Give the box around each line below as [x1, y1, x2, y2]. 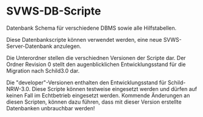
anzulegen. [53, 42, 82, 50]
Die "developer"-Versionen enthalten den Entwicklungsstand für [6, 79, 167, 86]
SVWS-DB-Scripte [6, 4, 101, 18]
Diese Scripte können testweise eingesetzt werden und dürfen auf [32, 85, 198, 92]
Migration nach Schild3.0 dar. [6, 67, 80, 74]
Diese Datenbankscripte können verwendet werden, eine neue [6, 36, 162, 43]
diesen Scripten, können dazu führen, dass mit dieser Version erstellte [6, 98, 182, 105]
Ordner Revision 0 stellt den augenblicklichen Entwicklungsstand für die [6, 61, 186, 68]
